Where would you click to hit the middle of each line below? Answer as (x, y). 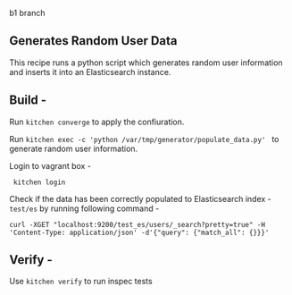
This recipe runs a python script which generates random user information (146, 63)
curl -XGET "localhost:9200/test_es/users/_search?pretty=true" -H (138, 224)
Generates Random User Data (93, 41)
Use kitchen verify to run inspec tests (81, 282)
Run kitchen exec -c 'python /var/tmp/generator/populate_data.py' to (144, 139)
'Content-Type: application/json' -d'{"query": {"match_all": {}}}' (139, 232)
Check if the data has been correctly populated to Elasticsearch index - (141, 198)
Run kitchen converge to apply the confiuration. (97, 122)
